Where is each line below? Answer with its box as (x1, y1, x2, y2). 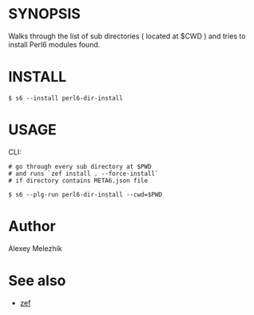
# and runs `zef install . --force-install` (8, 169, 159, 177)
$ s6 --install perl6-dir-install (8, 94, 124, 102)
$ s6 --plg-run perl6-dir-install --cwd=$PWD (8, 190, 162, 198)
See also (8, 271, 66, 289)
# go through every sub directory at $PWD (8, 162, 152, 170)
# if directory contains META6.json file (8, 177, 149, 185)
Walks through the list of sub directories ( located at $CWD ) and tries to (8, 31, 246, 41)
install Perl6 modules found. (8, 39, 101, 49)
